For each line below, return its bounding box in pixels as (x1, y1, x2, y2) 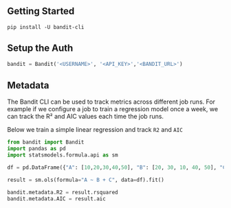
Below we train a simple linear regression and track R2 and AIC (7, 126, 184, 134)
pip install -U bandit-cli (7, 23, 85, 30)
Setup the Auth (7, 43, 74, 54)
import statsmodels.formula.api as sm (7, 152, 118, 159)
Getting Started (7, 5, 75, 17)
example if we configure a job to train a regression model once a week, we (7, 105, 219, 113)
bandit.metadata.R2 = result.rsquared (7, 189, 118, 196)
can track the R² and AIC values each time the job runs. (7, 113, 164, 121)
